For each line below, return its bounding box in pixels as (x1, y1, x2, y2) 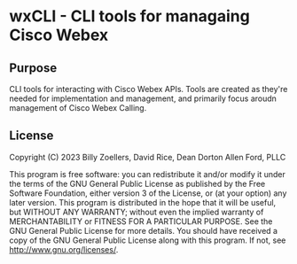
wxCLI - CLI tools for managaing (9, 6, 250, 27)
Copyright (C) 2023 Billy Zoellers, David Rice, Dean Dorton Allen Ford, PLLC (9, 151, 286, 162)
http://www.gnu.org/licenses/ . (9, 244, 119, 254)
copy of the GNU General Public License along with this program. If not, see (9, 235, 286, 245)
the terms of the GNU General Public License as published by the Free (9, 178, 266, 189)
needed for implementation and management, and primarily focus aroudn (9, 93, 277, 104)
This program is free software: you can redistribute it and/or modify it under (9, 168, 285, 179)
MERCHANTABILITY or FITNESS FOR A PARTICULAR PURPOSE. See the (9, 215, 273, 227)
